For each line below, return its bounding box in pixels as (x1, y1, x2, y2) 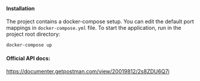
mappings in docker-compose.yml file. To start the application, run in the (6, 24, 181, 32)
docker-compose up (6, 42, 52, 48)
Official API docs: (6, 54, 51, 62)
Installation (6, 5, 35, 12)
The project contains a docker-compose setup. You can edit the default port (6, 18, 194, 25)
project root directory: (6, 30, 60, 38)
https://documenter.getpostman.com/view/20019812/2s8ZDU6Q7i (6, 68, 169, 75)
